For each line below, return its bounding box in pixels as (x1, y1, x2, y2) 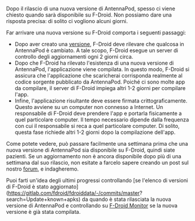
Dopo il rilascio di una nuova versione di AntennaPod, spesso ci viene (6, 5, 175, 12)
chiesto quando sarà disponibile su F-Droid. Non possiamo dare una (6, 11, 173, 18)
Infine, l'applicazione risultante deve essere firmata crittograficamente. (14, 97, 188, 104)
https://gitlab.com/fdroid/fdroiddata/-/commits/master (8, 190, 140, 196)
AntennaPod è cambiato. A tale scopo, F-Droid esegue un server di (14, 47, 178, 54)
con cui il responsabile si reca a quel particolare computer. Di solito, (14, 123, 180, 129)
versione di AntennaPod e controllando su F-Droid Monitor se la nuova (6, 202, 178, 209)
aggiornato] (50, 183, 79, 190)
